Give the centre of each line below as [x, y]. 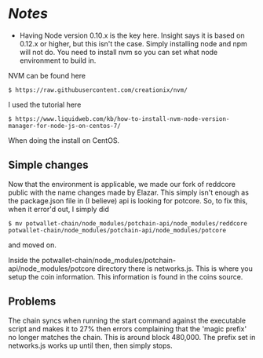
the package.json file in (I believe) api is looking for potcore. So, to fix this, [128, 200]
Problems [32, 302]
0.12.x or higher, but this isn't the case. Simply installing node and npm [133, 43]
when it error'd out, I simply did [59, 209]
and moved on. [32, 245]
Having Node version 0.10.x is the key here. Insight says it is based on [132, 35]
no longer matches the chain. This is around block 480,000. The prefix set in [132, 337]
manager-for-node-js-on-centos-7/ [65, 126]
